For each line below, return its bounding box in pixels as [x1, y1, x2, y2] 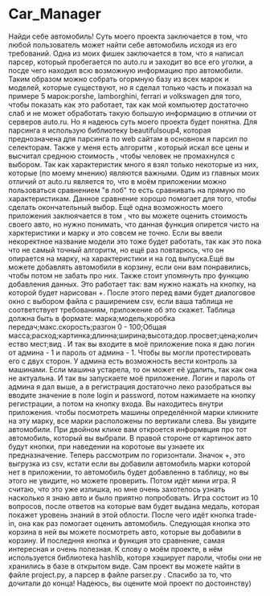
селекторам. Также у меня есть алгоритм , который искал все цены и [8, 142, 249, 152]
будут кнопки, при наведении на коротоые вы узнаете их [8, 442, 205, 451]
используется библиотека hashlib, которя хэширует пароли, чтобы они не [8, 553, 263, 562]
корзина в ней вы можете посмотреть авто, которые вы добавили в [8, 527, 242, 536]
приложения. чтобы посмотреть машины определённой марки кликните [8, 407, 259, 417]
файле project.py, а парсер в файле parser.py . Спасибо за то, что [8, 569, 232, 579]
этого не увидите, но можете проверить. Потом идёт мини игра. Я [8, 475, 237, 485]
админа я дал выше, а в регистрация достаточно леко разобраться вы [8, 381, 252, 391]
